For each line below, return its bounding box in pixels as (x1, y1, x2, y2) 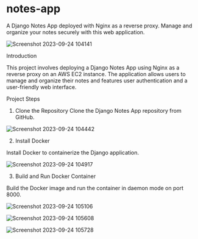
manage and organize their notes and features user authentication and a (6, 77, 188, 84)
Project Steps (6, 95, 40, 102)
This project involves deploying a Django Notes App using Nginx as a (6, 63, 180, 71)
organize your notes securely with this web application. (6, 28, 145, 35)
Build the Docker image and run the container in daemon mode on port (6, 184, 184, 191)
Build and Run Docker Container (15, 173, 96, 180)
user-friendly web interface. (6, 83, 77, 90)
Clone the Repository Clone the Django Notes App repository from (15, 107, 182, 114)
